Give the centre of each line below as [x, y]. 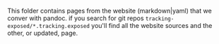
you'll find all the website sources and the [152, 25]
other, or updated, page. [43, 33]
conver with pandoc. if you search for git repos [76, 18]
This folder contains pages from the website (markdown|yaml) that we [109, 11]
